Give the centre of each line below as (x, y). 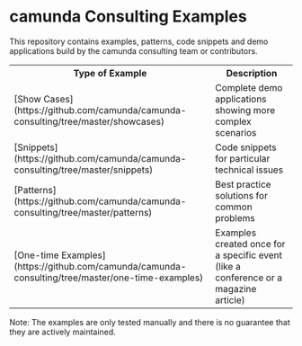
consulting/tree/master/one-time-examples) (109, 278)
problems (235, 217)
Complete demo (249, 87)
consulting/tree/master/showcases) (89, 121)
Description (252, 73)
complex (233, 121)
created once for (250, 244)
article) (230, 300)
